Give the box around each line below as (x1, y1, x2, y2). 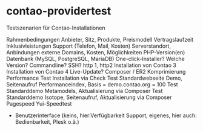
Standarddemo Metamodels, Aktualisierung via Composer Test (6, 87, 163, 94)
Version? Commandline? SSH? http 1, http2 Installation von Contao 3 (6, 62, 177, 69)
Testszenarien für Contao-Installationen (6, 24, 105, 31)
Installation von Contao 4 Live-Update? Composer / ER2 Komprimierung (6, 68, 186, 75)
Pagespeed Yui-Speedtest (6, 100, 72, 107)
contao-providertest (6, 4, 111, 18)
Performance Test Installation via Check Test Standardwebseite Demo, (6, 74, 183, 81)
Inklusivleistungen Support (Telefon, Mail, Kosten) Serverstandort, (6, 42, 171, 50)
